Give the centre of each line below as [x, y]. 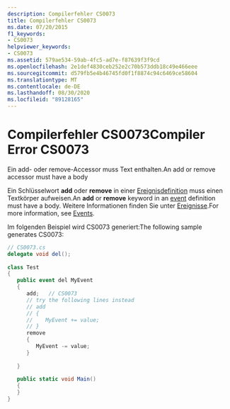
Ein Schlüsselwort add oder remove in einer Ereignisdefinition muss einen [115, 190]
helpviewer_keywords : [39, 47]
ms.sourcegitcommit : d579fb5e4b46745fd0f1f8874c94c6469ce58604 [103, 73]
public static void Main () [57, 379]
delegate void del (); [39, 254]
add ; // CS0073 [52, 294]
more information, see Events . [51, 213]
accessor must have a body [48, 177]
